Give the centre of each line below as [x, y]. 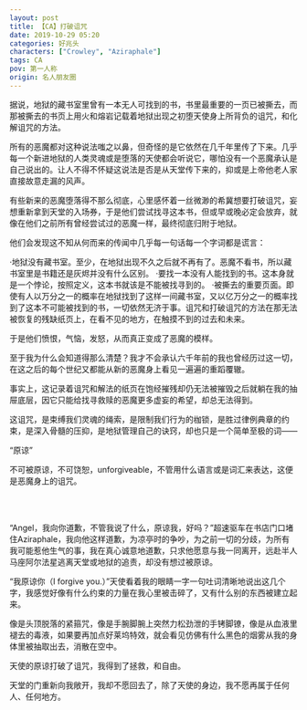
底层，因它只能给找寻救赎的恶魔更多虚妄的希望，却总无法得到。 [137, 400]
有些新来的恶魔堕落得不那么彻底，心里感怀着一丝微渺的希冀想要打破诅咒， [149, 200]
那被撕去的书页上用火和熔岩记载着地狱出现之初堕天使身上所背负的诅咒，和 [149, 116]
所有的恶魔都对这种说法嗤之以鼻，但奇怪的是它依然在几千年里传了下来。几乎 [153, 146]
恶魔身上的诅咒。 [49, 481]
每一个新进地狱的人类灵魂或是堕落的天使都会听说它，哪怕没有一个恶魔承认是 [153, 158]
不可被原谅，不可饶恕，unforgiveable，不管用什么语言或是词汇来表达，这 [148, 469]
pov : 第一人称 [33, 69]
